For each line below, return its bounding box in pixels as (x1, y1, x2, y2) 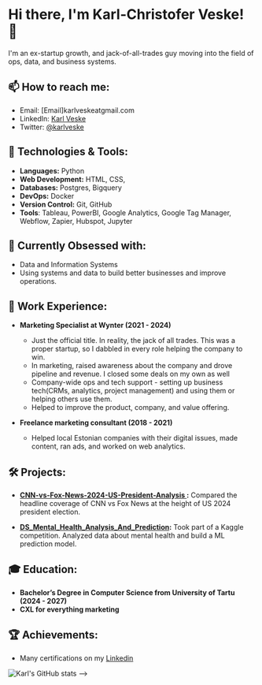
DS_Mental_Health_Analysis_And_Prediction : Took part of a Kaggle (19, 523, 244, 531)
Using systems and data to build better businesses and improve (19, 268, 227, 277)
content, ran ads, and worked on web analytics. (31, 441, 186, 451)
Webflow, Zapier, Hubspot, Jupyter (19, 216, 133, 225)
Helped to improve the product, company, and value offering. (31, 403, 230, 412)
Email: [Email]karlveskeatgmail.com (19, 105, 135, 115)
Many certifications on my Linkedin (19, 653, 134, 663)
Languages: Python (19, 166, 85, 175)
